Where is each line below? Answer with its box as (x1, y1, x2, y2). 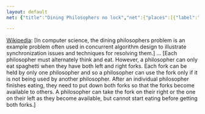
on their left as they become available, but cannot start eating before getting (6, 95, 198, 102)
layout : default (6, 8, 48, 15)
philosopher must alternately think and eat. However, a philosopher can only (6, 56, 198, 63)
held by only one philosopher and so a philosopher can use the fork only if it (6, 69, 198, 76)
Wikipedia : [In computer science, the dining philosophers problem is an (6, 36, 185, 44)
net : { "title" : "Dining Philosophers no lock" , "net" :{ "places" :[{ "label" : (6, 15, 198, 21)
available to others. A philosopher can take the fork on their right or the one (6, 88, 196, 95)
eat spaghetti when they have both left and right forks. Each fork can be (6, 62, 187, 70)
